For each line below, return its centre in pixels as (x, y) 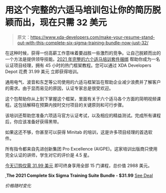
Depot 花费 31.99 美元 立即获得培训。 (43, 71)
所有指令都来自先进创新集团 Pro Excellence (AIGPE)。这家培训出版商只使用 (81, 148)
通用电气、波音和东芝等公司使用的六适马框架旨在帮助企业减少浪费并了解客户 (83, 82)
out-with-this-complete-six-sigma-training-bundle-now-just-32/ (83, 43)
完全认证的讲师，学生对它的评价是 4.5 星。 (49, 155)
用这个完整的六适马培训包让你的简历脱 (83, 10)
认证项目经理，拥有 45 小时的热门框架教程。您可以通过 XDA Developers (78, 65)
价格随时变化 (18, 186)
